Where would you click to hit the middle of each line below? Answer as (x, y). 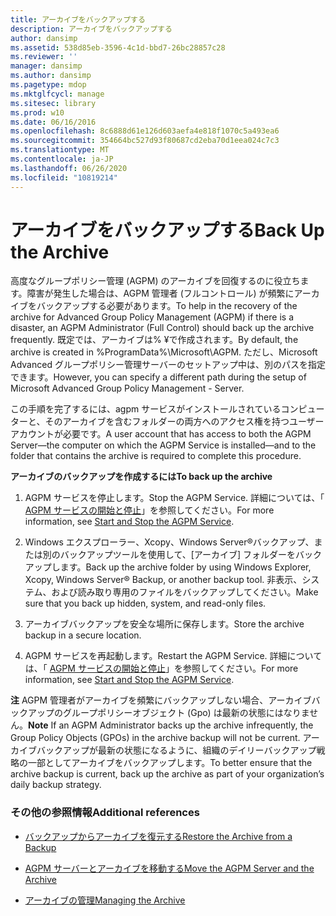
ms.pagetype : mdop (48, 85)
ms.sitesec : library (53, 103)
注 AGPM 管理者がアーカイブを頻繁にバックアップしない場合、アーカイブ (161, 700)
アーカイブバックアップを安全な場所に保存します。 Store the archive (164, 624)
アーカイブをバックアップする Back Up (167, 230)
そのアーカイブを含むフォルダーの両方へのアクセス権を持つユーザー (184, 422)
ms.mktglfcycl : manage (57, 94)
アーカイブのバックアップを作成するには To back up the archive (141, 477)
